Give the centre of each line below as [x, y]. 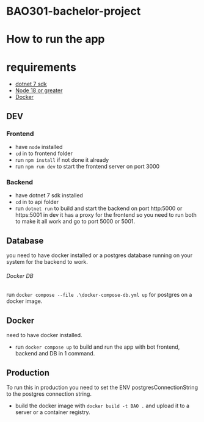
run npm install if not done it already [62, 160]
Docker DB [20, 275]
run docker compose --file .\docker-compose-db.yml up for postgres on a [99, 295]
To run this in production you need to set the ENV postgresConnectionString [102, 387]
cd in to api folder [37, 202]
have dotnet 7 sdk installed [49, 195]
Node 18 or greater [39, 90]
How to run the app [56, 39]
